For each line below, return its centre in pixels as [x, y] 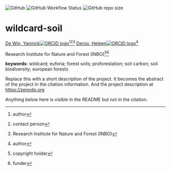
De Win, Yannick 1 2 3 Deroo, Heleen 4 [72, 43]
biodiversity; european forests [37, 69]
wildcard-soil [34, 28]
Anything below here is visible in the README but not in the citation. [77, 99]
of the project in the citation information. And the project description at [79, 84]
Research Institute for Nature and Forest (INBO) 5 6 [57, 53]
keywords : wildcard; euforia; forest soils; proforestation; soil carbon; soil [82, 64]
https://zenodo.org [25, 90]
